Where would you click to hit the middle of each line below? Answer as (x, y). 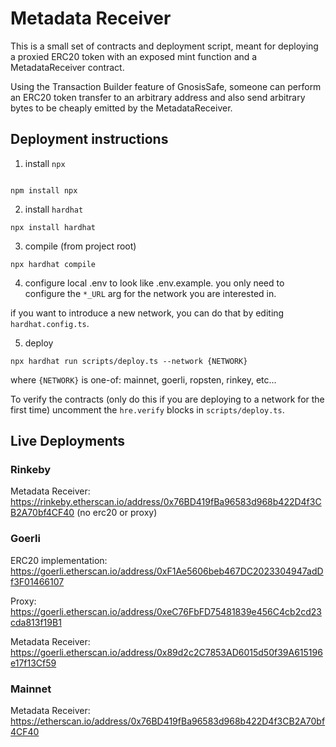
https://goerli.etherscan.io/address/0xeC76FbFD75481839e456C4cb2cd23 (166, 611)
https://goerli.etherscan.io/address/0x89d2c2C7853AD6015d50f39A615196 (166, 652)
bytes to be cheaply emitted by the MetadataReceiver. (121, 108)
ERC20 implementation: (59, 560)
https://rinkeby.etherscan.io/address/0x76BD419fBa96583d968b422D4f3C (166, 502)
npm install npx (44, 190)
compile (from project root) (80, 246)
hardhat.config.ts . (50, 323)
